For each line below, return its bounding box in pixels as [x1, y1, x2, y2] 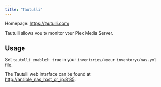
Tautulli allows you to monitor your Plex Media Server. [5, 30, 114, 35]
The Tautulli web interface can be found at [5, 71, 91, 77]
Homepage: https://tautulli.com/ [5, 20, 69, 26]
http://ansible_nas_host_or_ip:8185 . [5, 76, 76, 83]
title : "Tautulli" [5, 7, 43, 12]
